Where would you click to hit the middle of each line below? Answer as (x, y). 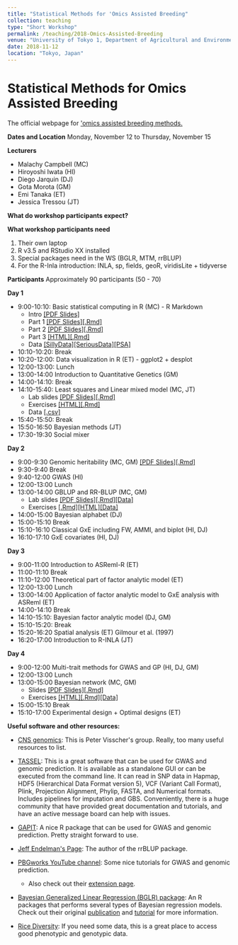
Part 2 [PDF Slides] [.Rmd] (66, 329)
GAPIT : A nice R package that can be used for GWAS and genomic (114, 827)
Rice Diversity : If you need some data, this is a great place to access (117, 926)
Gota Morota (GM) (44, 187)
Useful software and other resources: (64, 726)
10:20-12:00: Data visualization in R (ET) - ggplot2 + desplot (105, 359)
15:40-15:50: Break (45, 419)
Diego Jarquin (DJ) (45, 179)
